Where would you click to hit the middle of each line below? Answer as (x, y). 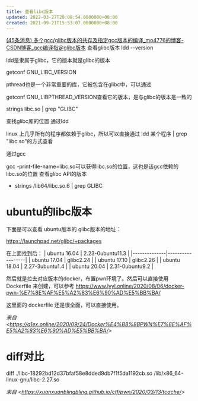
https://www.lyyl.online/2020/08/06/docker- (130, 286)
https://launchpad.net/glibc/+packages (54, 241)
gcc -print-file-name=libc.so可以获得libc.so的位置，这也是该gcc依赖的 (92, 166)
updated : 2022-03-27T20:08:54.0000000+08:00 (62, 17)
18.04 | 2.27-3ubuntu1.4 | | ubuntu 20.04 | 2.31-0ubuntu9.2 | (80, 266)
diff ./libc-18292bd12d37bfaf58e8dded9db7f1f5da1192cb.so (79, 373)
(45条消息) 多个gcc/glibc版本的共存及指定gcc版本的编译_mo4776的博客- (95, 40)
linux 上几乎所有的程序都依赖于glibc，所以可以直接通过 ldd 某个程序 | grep (97, 134)
